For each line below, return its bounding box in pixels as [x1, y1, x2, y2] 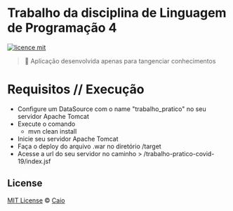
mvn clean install [27, 127, 77, 135]
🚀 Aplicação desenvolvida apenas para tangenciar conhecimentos [24, 56, 216, 65]
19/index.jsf [17, 157, 51, 165]
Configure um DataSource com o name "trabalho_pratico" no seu [17, 104, 206, 113]
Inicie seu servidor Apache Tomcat [17, 134, 119, 143]
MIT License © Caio [7, 196, 65, 205]
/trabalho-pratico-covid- [143, 149, 215, 158]
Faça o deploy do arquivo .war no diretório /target [17, 142, 161, 151]
